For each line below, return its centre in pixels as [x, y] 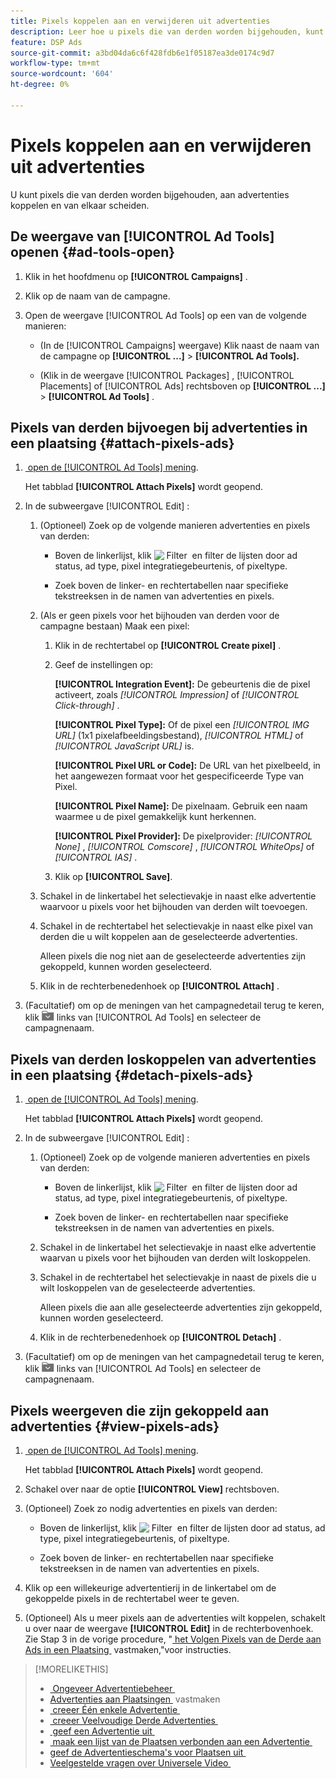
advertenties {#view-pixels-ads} [115, 1426]
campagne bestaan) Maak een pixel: [114, 626]
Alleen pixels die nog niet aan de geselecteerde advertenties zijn [173, 956]
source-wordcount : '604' [62, 74]
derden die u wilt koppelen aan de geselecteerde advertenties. [168, 937]
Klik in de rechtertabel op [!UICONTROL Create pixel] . [168, 646]
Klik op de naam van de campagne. [97, 296]
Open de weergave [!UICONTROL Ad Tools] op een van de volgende [165, 315]
